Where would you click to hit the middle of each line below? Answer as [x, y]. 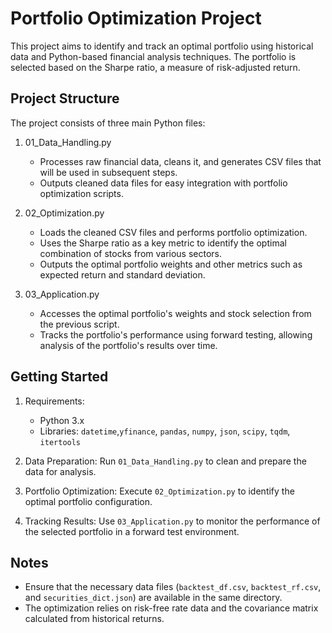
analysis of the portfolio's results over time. [128, 345]
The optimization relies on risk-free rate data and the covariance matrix [171, 608]
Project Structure [65, 98]
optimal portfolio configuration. [88, 501]
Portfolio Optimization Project [136, 18]
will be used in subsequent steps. [108, 172]
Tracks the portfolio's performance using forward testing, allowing [176, 334]
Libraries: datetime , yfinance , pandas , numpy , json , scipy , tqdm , [165, 431]
